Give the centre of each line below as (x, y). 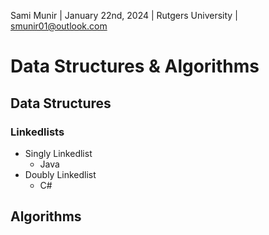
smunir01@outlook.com (59, 26)
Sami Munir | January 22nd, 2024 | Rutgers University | (124, 15)
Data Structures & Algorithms (135, 66)
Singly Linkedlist (58, 153)
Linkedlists (37, 132)
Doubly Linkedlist (60, 174)
